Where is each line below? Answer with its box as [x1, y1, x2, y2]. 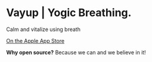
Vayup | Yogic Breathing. [6, 6, 132, 20]
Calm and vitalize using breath [6, 26, 80, 33]
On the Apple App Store [6, 37, 64, 44]
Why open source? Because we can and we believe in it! [6, 48, 146, 56]
